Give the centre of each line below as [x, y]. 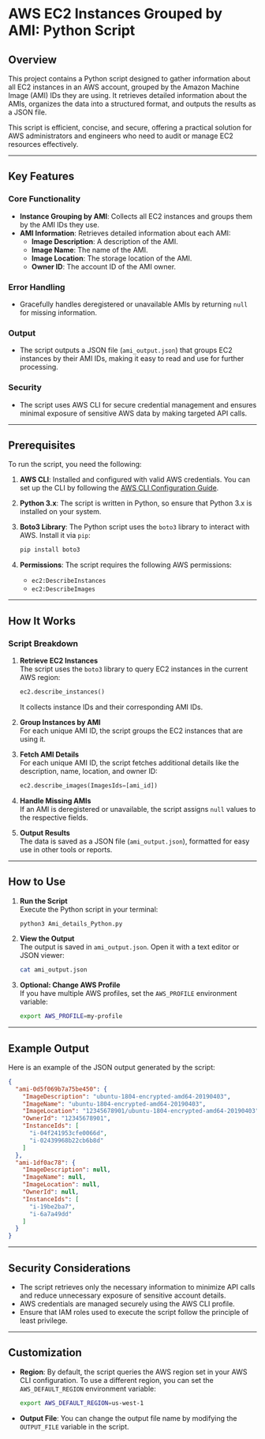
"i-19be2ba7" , [52, 1206]
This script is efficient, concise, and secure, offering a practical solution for [130, 128]
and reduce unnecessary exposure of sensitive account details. [123, 1295]
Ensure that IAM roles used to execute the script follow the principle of [134, 1313]
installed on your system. [60, 512]
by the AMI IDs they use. [60, 224]
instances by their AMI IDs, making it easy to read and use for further [132, 359]
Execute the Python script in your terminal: [89, 909]
